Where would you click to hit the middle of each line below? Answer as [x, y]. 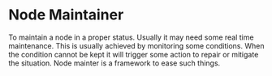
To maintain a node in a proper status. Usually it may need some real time [131, 37]
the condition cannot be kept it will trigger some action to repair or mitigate [134, 54]
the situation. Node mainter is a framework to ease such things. [114, 63]
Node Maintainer [66, 15]
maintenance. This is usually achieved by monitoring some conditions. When [136, 45]
